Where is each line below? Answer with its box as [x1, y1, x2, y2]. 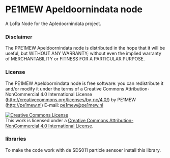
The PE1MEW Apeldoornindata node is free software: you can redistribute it [5, 80, 164, 86]
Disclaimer [5, 33, 33, 40]
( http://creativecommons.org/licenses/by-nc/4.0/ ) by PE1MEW [5, 96, 136, 103]
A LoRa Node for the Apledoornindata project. [5, 20, 102, 27]
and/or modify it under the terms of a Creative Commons [5, 85, 125, 92]
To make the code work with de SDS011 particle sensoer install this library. [5, 147, 161, 153]
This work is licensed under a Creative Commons [5, 117, 108, 123]
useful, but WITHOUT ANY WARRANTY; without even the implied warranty [5, 50, 162, 57]
